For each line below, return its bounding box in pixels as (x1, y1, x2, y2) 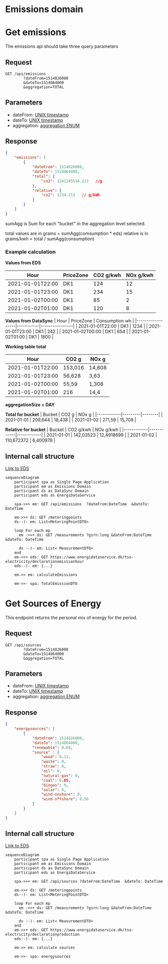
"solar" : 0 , (41, 787, 66, 792)
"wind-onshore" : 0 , (41, 792, 82, 797)
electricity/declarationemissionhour (5, 559, 85, 564)
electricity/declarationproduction (5, 932, 80, 937)
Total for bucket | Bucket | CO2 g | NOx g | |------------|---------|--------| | (5, 411, 163, 417)
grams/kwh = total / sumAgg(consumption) (5, 236, 95, 242)
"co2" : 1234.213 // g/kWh (41, 193, 100, 198)
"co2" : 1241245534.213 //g (41, 178, 102, 184)
